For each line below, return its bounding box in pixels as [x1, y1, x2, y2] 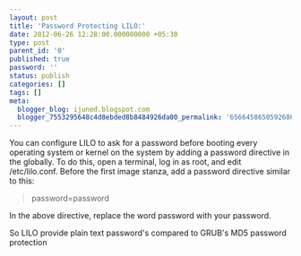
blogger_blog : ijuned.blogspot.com [17, 105, 150, 114]
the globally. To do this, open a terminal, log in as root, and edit [9, 157, 242, 167]
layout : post [9, 13, 58, 22]
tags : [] [9, 88, 42, 97]
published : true [9, 55, 70, 64]
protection [9, 237, 47, 248]
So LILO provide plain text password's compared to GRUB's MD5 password [9, 227, 287, 238]
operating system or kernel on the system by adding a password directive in [9, 147, 289, 158]
